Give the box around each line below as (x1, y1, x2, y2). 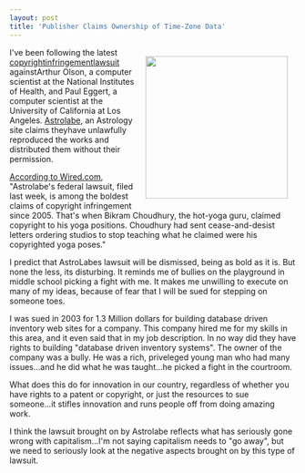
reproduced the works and (9, 134, 109, 145)
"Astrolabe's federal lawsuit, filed (9, 180, 134, 191)
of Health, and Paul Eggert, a (9, 86, 118, 97)
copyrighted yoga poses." (9, 239, 107, 250)
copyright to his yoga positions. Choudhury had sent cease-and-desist (9, 220, 275, 231)
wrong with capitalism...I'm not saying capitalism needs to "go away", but (9, 435, 284, 447)
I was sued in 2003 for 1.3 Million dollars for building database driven (9, 313, 269, 324)
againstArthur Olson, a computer (9, 66, 132, 77)
